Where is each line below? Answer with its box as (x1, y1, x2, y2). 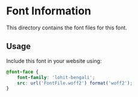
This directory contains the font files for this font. (6, 24, 127, 31)
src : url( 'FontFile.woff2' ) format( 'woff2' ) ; (17, 80, 133, 86)
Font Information (6, 4, 91, 18)
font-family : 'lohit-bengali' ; (17, 74, 95, 80)
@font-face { (6, 69, 39, 75)
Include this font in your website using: (6, 57, 102, 64)
